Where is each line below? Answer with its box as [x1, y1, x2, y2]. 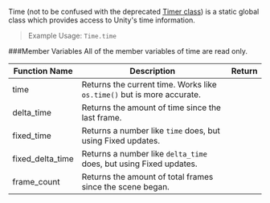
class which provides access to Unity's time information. [8, 15, 195, 25]
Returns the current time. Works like [81, 79, 217, 90]
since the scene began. [81, 181, 170, 192]
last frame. [81, 112, 122, 123]
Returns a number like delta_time [81, 148, 207, 159]
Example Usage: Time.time [27, 31, 117, 40]
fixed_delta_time [12, 153, 74, 164]
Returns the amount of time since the [81, 102, 221, 113]
